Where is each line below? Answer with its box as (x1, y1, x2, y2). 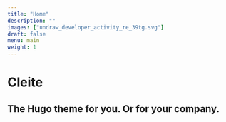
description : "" (7, 17, 56, 24)
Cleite (7, 74, 43, 91)
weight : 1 (7, 44, 37, 51)
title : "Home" (7, 10, 50, 18)
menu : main (7, 37, 40, 44)
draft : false (7, 30, 46, 38)
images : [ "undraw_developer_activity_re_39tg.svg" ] (7, 24, 164, 31)
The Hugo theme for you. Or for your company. (7, 103, 220, 115)
